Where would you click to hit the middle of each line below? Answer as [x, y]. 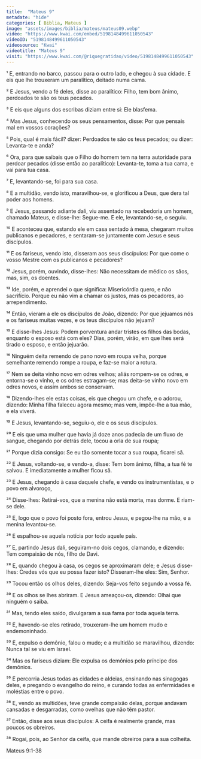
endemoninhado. [27, 631]
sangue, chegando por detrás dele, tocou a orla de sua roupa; [83, 441]
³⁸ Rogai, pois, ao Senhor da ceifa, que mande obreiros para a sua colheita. [99, 739]
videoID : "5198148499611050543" [46, 40]
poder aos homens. [30, 199]
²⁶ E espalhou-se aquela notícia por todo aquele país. [72, 536]
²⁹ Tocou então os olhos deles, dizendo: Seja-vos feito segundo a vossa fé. [99, 583]
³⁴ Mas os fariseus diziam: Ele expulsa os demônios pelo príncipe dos [92, 661]
